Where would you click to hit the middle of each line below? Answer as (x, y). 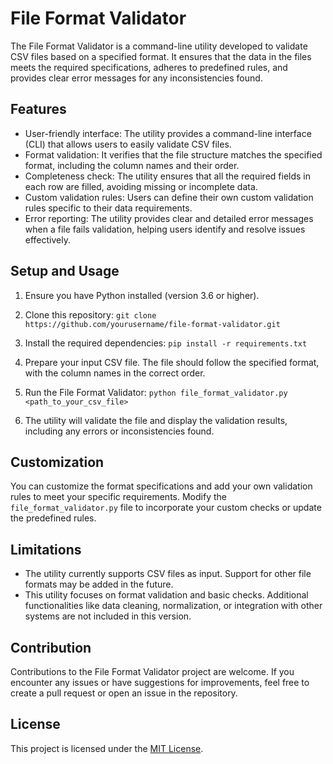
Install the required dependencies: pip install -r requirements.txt (166, 343)
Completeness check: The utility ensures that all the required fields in (167, 176)
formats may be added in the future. (99, 584)
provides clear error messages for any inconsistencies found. (136, 78)
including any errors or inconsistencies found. (119, 431)
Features (38, 109)
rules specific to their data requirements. (108, 208)
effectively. (47, 239)
